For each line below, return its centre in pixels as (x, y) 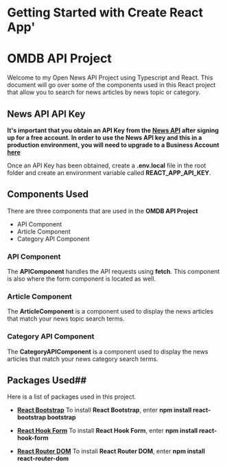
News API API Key (46, 114)
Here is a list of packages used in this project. (72, 397)
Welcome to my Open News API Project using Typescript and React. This (110, 78)
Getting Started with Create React (105, 13)
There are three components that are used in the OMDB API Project (103, 211)
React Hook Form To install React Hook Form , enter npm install (107, 431)
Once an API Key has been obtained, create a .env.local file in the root (107, 165)
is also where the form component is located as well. (82, 279)
